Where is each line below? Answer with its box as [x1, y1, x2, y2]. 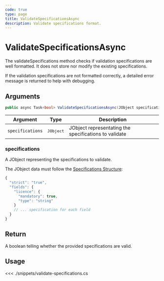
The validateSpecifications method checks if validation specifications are [5, 58, 152, 64]
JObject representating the [69, 124, 131, 131]
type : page [5, 12, 27, 17]
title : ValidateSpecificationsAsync [5, 16, 80, 21]
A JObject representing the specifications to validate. [5, 157, 112, 163]
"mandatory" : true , [18, 194, 58, 199]
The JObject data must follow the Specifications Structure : [5, 166, 123, 172]
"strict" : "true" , [9, 180, 47, 185]
